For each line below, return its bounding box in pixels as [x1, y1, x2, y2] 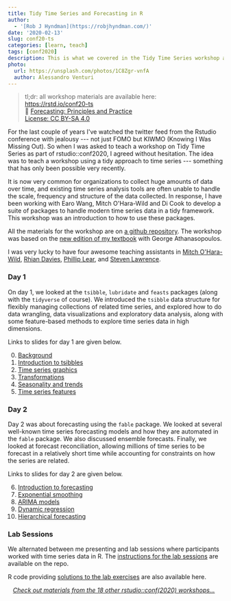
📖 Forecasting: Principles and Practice [24, 107, 133, 115]
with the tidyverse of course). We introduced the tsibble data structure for [8, 295, 221, 303]
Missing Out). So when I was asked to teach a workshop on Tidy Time [8, 142, 205, 151]
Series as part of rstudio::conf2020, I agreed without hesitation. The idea [8, 150, 214, 158]
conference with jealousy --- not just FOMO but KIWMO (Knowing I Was [8, 135, 212, 143]
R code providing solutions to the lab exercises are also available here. [8, 573, 206, 581]
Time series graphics [17, 365, 77, 374]
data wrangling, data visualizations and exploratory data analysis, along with [8, 309, 223, 318]
